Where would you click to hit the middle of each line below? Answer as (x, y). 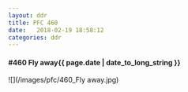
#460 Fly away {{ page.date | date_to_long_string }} (94, 62)
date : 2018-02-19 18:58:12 (56, 30)
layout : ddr (28, 15)
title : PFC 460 (33, 23)
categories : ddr (35, 37)
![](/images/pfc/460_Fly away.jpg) (64, 80)
